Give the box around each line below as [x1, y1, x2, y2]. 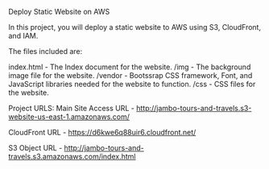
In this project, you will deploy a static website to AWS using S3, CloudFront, [8, 23, 262, 31]
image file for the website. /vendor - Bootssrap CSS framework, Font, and [8, 71, 253, 80]
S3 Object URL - [8, 143, 63, 152]
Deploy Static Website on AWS [8, 7, 110, 16]
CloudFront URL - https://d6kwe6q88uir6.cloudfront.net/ [8, 128, 197, 137]
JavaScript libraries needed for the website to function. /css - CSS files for [8, 80, 256, 89]
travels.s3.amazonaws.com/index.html [8, 152, 136, 161]
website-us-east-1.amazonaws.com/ [8, 112, 130, 122]
